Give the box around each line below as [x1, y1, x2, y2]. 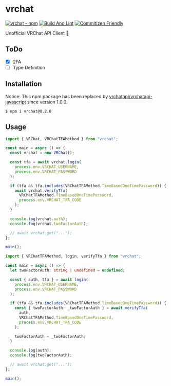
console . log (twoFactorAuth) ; [10, 353, 72, 358]
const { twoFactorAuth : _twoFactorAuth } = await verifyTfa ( [14, 305, 148, 311]
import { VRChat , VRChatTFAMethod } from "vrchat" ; [5, 136, 118, 141]
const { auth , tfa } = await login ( [10, 277, 88, 282]
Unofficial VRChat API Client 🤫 [5, 30, 69, 36]
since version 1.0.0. [27, 99, 68, 105]
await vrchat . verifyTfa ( [14, 188, 68, 193]
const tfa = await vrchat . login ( [10, 160, 82, 165]
